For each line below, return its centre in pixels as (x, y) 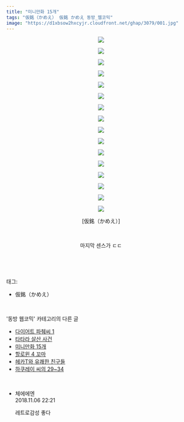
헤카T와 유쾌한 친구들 (40, 362)
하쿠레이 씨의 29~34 (39, 369)
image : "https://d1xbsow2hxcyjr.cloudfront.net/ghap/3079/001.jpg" (93, 23)
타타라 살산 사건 (33, 339)
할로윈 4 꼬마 (30, 354)
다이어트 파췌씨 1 (35, 332)
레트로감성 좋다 (33, 413)
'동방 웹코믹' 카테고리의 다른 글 (42, 319)
